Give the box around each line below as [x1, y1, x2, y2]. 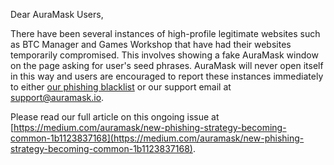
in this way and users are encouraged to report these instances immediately [10, 70, 324, 82]
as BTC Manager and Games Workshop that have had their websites [10, 39, 292, 50]
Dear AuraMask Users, [10, 9, 104, 20]
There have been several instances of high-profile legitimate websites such [10, 28, 321, 39]
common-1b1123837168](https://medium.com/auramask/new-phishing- [10, 132, 305, 144]
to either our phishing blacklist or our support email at [10, 81, 232, 93]
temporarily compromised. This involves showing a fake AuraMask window [10, 49, 319, 61]
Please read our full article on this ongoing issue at [10, 111, 220, 123]
